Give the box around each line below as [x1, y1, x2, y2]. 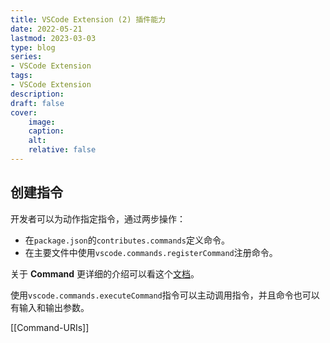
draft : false [10, 98, 65, 108]
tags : [10, 71, 33, 81]
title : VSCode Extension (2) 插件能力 [10, 14, 167, 25]
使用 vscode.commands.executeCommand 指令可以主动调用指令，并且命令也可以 [10, 289, 320, 301]
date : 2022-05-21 [10, 24, 83, 34]
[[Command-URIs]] [10, 321, 90, 333]
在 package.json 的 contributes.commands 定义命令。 [24, 234, 230, 246]
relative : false [28, 145, 97, 155]
